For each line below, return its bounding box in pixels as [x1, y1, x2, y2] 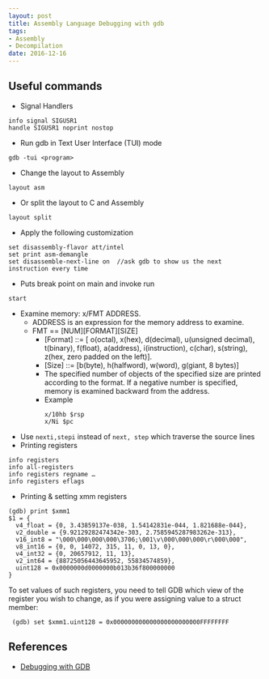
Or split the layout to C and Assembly [19, 198, 145, 207]
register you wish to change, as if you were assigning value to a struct [8, 593, 242, 604]
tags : [8, 27, 27, 35]
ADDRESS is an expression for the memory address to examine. [32, 317, 245, 327]
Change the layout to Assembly [19, 168, 125, 177]
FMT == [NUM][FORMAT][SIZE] [32, 326, 139, 335]
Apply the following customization [19, 228, 133, 237]
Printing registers [19, 440, 78, 450]
